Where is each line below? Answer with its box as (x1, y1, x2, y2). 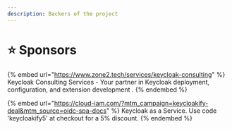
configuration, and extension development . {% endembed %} (7, 85, 188, 94)
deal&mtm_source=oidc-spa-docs (7, 106, 107, 115)
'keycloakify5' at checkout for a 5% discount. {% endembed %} (7, 113, 193, 122)
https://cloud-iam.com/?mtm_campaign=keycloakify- (54, 99, 209, 107)
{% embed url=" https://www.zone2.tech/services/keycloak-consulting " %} (7, 70, 226, 78)
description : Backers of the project (7, 10, 118, 18)
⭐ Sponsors (7, 42, 77, 58)
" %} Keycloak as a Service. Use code (106, 106, 217, 115)
